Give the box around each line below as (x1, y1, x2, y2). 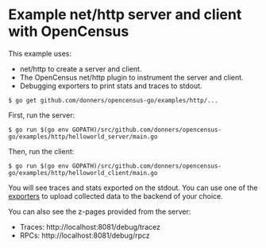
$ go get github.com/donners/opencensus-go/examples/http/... (8, 96, 218, 104)
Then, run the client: (8, 146, 75, 156)
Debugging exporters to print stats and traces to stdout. (19, 81, 202, 91)
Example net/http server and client (8, 6, 242, 24)
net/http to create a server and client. (19, 64, 142, 73)
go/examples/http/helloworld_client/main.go (8, 169, 158, 176)
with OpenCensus (8, 22, 129, 41)
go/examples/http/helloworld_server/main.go (8, 133, 158, 141)
